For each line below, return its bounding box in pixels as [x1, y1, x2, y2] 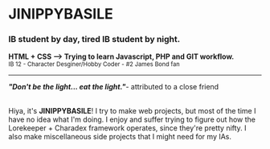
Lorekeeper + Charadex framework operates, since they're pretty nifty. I [8, 123, 247, 133]
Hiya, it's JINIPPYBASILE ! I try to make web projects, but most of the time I [8, 106, 256, 116]
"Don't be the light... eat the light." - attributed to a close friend [8, 82, 219, 92]
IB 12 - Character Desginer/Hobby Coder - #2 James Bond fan [8, 60, 180, 68]
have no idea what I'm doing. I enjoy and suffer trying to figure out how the [8, 114, 256, 125]
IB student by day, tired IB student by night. [8, 34, 181, 45]
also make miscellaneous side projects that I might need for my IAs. [8, 132, 231, 142]
